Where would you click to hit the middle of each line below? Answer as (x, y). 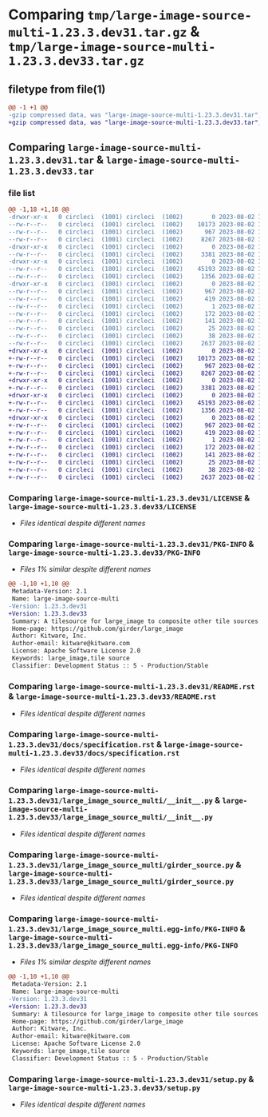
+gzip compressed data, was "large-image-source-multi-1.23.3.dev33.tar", (135, 122)
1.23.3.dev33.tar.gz (77, 61)
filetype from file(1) (57, 89)
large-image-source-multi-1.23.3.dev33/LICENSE (102, 507)
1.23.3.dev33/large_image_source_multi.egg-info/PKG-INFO (123, 945)
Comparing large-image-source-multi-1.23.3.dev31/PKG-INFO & (131, 544)
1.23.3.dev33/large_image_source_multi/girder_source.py (121, 882)
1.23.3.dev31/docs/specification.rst (82, 745)
